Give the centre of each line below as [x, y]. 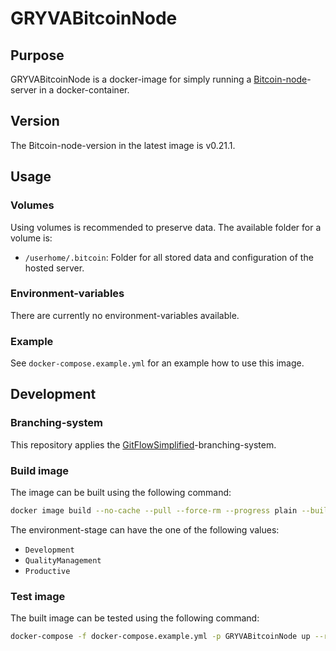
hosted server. [54, 268]
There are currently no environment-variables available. [125, 315]
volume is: [31, 238]
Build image [40, 470]
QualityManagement [63, 560]
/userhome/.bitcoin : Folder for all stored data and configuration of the [169, 257]
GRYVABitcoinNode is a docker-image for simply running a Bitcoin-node [159, 79]
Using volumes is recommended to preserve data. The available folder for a [166, 227]
